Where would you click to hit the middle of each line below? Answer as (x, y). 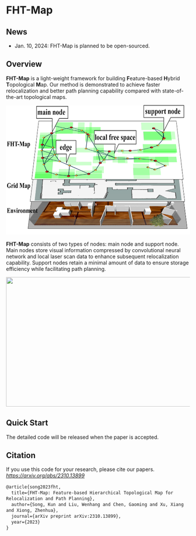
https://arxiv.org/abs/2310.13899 (45, 476)
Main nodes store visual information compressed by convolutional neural (93, 250)
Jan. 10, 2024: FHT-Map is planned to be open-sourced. (82, 46)
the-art (15, 97)
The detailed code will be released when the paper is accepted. (83, 437)
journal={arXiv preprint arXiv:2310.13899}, (66, 516)
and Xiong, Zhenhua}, (32, 511)
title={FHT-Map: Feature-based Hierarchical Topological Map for (92, 493)
